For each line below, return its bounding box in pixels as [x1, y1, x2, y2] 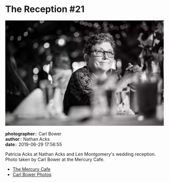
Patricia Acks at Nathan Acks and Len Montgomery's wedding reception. [5, 151, 156, 157]
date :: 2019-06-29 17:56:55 [5, 141, 62, 147]
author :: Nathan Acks [5, 136, 50, 142]
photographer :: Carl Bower [5, 130, 62, 136]
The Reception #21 [5, 4, 84, 15]
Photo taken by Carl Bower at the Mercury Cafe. [5, 156, 105, 162]
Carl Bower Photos [12, 171, 52, 177]
